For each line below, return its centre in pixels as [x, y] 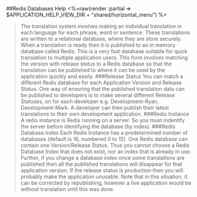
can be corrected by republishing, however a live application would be [106, 183]
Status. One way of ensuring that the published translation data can [102, 89]
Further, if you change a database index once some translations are [102, 158]
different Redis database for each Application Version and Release [101, 83]
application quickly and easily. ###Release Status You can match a [102, 76]
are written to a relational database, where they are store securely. [101, 39]
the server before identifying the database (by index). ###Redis [98, 127]
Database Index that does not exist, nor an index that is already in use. [106, 152]
